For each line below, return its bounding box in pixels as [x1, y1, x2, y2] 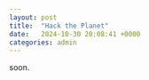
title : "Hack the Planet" [9, 21, 109, 30]
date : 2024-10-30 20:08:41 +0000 [9, 29, 141, 38]
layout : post [9, 12, 58, 22]
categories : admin [9, 37, 77, 47]
